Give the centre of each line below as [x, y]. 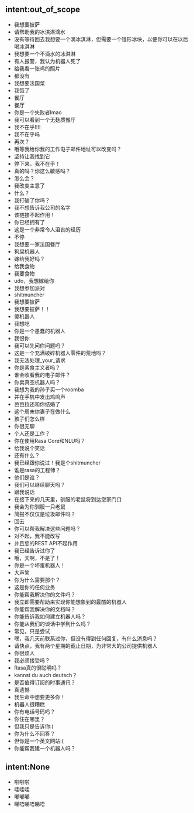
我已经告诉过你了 [34, 551]
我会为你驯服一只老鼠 [39, 507]
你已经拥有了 [29, 222]
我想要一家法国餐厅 [37, 244]
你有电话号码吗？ [34, 712]
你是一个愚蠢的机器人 [39, 331]
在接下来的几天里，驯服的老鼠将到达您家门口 [68, 499]
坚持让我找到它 [32, 156]
